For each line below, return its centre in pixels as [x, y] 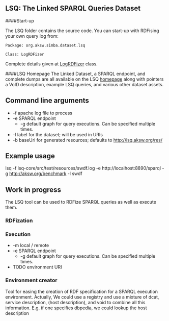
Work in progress [33, 190]
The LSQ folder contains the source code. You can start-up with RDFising [82, 31]
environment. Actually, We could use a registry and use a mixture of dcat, [82, 297]
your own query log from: [32, 36]
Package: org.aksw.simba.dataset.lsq [45, 45]
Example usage [30, 156]
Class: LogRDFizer [25, 54]
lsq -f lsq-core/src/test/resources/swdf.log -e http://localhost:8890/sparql [83, 168]
